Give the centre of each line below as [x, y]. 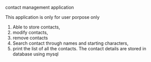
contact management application [40, 7]
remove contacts [30, 38]
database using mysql [35, 54]
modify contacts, [30, 32]
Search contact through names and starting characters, [70, 43]
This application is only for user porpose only [52, 17]
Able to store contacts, [36, 27]
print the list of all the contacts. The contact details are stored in [79, 49]
